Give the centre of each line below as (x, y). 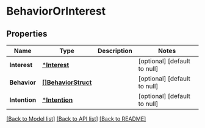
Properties (27, 34)
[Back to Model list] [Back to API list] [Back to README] (76, 119)
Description (115, 51)
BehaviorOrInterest (56, 11)
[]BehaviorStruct (67, 82)
